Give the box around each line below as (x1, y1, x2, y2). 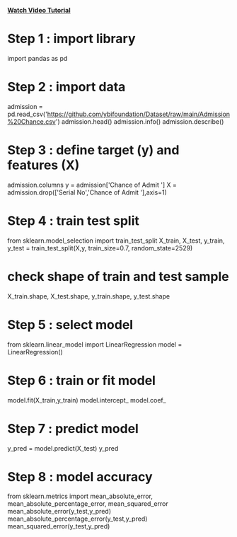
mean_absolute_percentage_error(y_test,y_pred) (7, 514, 148, 523)
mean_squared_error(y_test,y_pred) (7, 522, 110, 531)
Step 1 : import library (7, 31, 136, 47)
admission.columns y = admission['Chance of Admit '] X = (7, 180, 177, 189)
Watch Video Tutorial (7, 6, 71, 14)
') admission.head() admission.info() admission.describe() (55, 117, 224, 126)
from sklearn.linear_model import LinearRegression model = (7, 340, 183, 349)
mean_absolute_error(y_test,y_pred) (7, 507, 112, 516)
